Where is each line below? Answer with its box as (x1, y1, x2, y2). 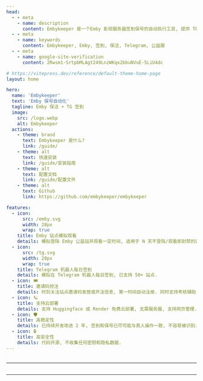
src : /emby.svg (22, 216, 61, 222)
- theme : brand (17, 132, 56, 138)
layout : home (6, 76, 39, 82)
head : (6, 8, 20, 15)
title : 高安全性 (17, 334, 54, 340)
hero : (6, 87, 20, 93)
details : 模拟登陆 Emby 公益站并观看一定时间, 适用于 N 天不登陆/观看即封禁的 (17, 238, 196, 245)
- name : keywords (17, 37, 61, 43)
